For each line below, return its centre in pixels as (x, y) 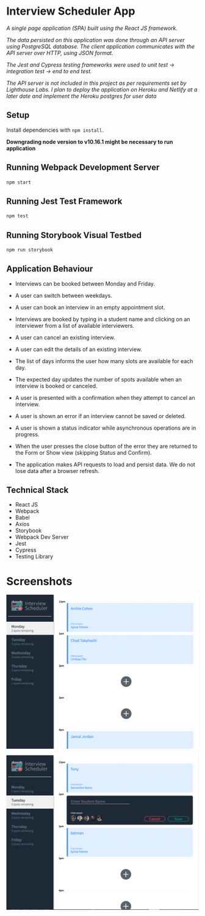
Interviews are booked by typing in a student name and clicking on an (103, 319)
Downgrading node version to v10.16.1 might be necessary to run (90, 142)
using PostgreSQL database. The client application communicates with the (101, 46)
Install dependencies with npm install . (55, 130)
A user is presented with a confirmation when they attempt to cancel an (105, 397)
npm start (19, 182)
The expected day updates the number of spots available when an (98, 379)
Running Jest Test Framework (64, 201)
